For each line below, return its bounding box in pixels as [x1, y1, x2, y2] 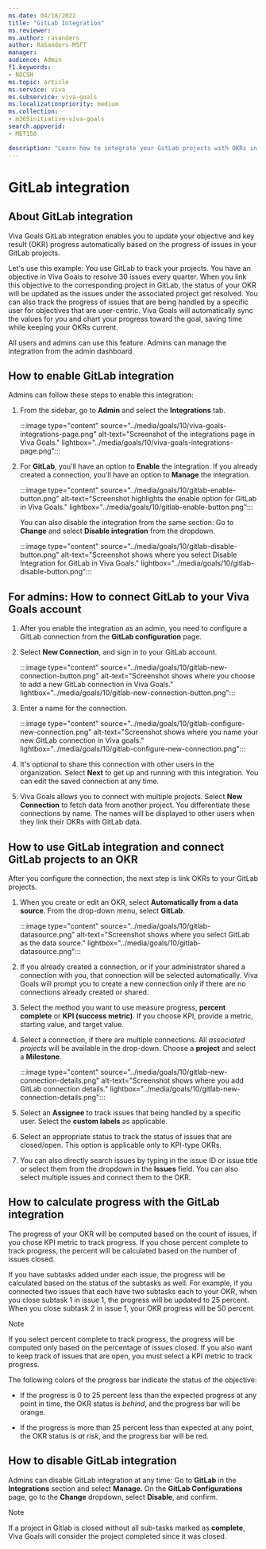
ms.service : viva [8, 85, 66, 94]
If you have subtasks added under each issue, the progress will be [8, 1269, 226, 1279]
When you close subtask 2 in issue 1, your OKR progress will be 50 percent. [8, 1304, 256, 1313]
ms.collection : [8, 108, 59, 116]
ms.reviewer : [8, 26, 52, 34]
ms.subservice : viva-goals [8, 93, 98, 101]
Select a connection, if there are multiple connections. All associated [19, 1034, 245, 1045]
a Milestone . [19, 1052, 62, 1061]
